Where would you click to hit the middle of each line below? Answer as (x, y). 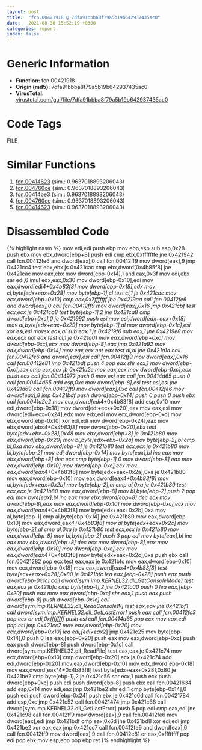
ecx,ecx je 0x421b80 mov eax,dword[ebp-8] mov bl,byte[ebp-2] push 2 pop (101, 491)
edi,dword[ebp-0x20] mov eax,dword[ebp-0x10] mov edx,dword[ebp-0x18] (101, 663)
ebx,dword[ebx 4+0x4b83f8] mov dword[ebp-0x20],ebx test (82, 427)
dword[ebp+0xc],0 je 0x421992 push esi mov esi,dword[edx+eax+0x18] (96, 318)
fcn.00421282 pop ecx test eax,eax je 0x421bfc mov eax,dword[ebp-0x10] (99, 561)
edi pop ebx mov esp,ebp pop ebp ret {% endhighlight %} (78, 740)
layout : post (23, 12)
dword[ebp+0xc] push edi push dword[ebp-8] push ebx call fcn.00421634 (99, 683)
